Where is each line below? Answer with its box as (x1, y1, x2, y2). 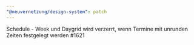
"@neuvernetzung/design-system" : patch (6, 8, 107, 15)
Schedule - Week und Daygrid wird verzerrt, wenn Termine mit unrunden (6, 25, 189, 32)
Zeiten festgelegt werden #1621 (6, 31, 85, 39)
